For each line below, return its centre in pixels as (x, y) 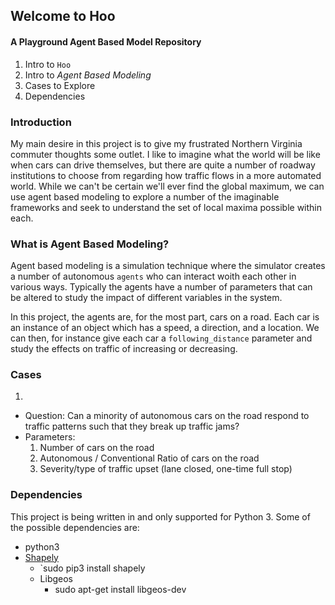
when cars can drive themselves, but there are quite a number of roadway (163, 165)
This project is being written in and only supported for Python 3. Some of (160, 516)
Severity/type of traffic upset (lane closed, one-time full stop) (166, 469)
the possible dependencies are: (75, 527)
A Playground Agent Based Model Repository (106, 41)
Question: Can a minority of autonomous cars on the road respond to (167, 416)
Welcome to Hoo (63, 16)
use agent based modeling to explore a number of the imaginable (145, 196)
